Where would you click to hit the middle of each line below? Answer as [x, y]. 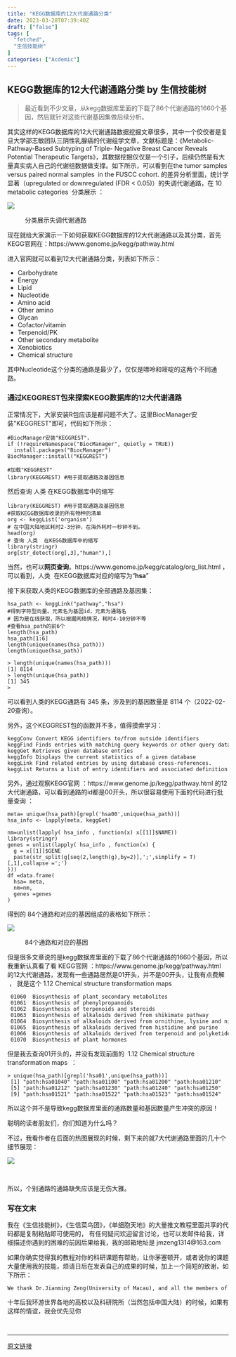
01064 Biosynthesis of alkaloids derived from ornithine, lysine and [116, 1021]
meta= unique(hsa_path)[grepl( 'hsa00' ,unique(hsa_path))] [94, 814]
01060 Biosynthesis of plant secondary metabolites [89, 997]
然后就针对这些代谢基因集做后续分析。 [92, 117]
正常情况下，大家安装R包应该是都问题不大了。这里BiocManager [99, 414]
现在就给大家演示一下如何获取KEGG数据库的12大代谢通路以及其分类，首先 [114, 235]
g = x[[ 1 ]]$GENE [37, 851]
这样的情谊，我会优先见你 [44, 1311]
